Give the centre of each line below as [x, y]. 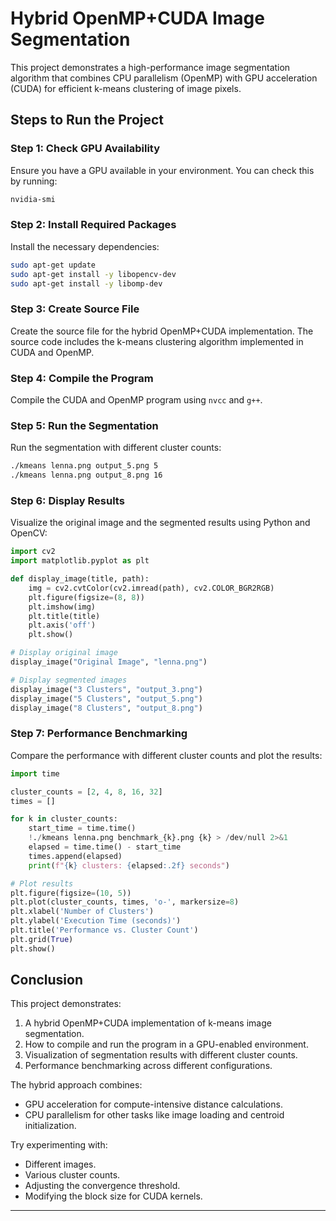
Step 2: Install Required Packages [93, 225]
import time [35, 773]
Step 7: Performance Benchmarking [99, 734]
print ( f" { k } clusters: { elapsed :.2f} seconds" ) [129, 865]
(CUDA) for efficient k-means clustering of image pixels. [126, 88]
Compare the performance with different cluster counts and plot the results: [166, 755]
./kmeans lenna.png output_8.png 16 [86, 475]
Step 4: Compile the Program [82, 378]
